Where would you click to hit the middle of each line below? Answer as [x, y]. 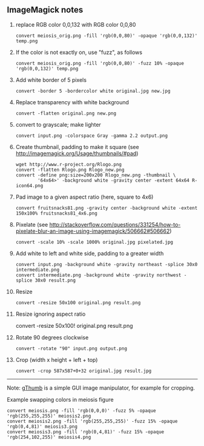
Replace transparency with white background [72, 102]
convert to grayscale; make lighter [58, 124]
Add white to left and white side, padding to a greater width [90, 253]
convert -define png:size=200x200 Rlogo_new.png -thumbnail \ [96, 175]
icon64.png [29, 185]
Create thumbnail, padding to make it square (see [77, 147]
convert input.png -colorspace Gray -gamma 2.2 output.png [92, 136]
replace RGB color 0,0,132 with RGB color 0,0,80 [76, 24]
